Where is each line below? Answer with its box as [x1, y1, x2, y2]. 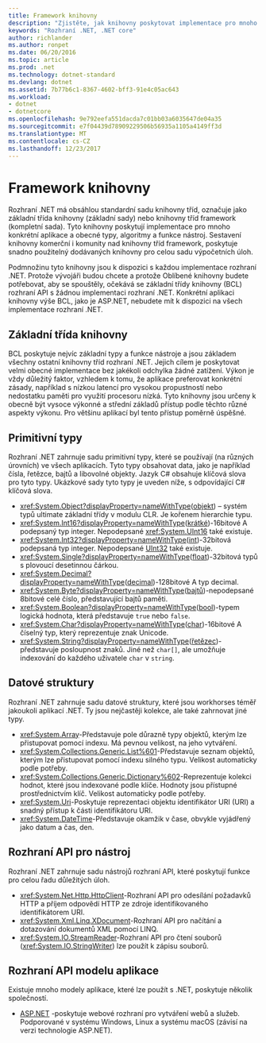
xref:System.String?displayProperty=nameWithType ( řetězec [19, 636, 217, 646]
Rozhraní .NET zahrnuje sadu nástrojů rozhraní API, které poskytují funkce [8, 867, 250, 876]
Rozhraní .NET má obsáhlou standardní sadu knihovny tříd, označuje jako [8, 205, 248, 214]
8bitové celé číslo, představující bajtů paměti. [19, 593, 168, 604]
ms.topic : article [8, 56, 69, 64]
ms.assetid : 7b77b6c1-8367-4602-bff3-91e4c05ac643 [8, 85, 179, 94]
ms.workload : [8, 93, 52, 101]
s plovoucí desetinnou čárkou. [19, 560, 119, 570]
